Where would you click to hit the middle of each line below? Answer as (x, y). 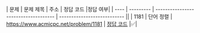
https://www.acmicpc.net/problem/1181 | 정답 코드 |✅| (72, 24)
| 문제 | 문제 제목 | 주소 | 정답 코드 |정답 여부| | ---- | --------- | (80, 9)
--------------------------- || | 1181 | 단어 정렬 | (116, 16)
